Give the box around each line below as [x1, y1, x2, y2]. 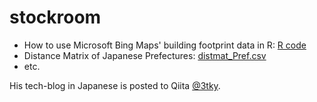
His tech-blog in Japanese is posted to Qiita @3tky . [9, 79, 221, 91]
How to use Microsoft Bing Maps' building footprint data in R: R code [23, 39, 307, 51]
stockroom [9, 6, 102, 29]
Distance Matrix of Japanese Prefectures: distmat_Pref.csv [23, 49, 267, 61]
